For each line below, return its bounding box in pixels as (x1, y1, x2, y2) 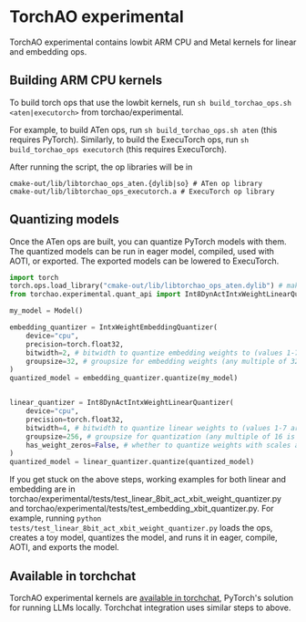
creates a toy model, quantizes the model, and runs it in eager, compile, (9, 532, 278, 544)
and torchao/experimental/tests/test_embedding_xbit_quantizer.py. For (9, 503, 275, 514)
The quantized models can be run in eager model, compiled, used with (9, 245, 275, 256)
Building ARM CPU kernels (9, 73, 163, 88)
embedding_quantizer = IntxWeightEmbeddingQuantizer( (9, 323, 219, 332)
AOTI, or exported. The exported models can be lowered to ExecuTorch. (9, 255, 280, 266)
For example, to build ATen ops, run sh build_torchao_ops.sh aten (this (9, 124, 278, 135)
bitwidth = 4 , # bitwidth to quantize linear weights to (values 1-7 (25, 423, 287, 432)
